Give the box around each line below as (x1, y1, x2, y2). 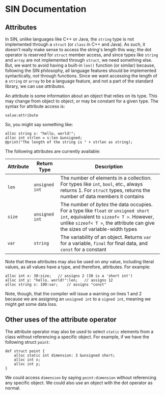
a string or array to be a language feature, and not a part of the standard (5, 78, 154, 84)
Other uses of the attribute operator (5, 316, 117, 324)
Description (95, 163, 123, 170)
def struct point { (5, 349, 45, 354)
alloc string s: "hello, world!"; (5, 131, 76, 136)
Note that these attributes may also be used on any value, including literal (5, 259, 154, 264)
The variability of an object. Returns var (60, 234, 151, 240)
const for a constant (60, 246, 107, 252)
